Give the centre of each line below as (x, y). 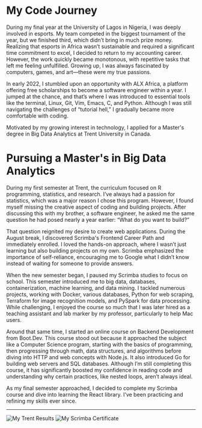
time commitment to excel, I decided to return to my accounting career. (94, 52)
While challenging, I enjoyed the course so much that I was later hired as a (98, 307)
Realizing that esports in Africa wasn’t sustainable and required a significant (100, 46)
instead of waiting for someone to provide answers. (70, 263)
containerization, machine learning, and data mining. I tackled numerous (96, 288)
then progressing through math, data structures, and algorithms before (94, 351)
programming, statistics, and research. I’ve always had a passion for (91, 194)
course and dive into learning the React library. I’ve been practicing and (95, 394)
